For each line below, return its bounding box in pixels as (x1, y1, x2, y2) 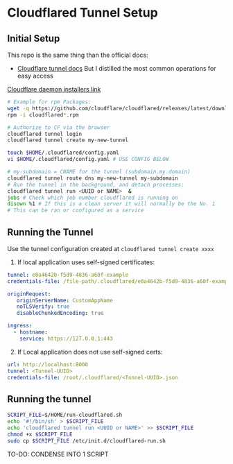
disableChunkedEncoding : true (16, 310, 104, 317)
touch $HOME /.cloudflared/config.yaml (7, 149, 119, 157)
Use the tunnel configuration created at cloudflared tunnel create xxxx (7, 244, 215, 252)
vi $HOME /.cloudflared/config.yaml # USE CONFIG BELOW (7, 156, 169, 163)
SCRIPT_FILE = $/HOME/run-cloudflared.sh (7, 411, 123, 419)
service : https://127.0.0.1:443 (19, 335, 113, 342)
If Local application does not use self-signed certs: (17, 347, 163, 356)
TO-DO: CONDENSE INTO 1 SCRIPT (7, 449, 109, 458)
